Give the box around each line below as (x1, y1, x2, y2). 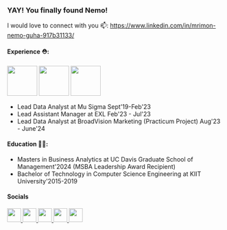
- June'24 (16, 124, 46, 132)
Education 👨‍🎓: (7, 140, 49, 149)
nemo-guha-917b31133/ (7, 31, 75, 40)
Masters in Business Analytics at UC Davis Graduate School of (16, 155, 193, 163)
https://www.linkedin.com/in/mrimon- (109, 21, 216, 29)
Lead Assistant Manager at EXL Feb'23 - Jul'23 (16, 110, 151, 118)
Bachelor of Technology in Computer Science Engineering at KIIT (16, 170, 202, 178)
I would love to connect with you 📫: (7, 21, 109, 29)
